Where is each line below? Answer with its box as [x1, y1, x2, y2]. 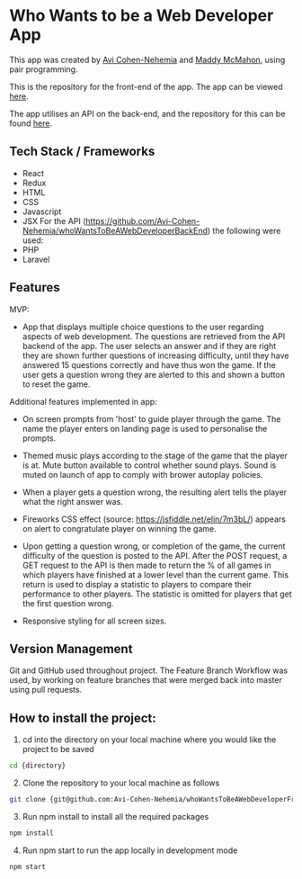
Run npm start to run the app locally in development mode [22, 845, 238, 856]
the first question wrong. [22, 597, 114, 608]
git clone [9, 795, 47, 804]
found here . [9, 118, 52, 129]
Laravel [22, 254, 50, 265]
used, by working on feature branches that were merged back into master [9, 675, 283, 686]
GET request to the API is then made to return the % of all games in [22, 560, 271, 570]
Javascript [22, 206, 62, 217]
